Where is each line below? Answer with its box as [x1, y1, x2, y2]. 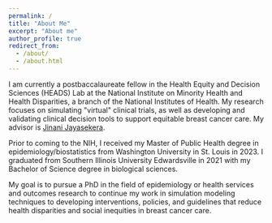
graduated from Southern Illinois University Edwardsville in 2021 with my [8, 155, 251, 165]
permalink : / [8, 11, 53, 20]
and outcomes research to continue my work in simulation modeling [8, 188, 235, 198]
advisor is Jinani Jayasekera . [8, 122, 106, 132]
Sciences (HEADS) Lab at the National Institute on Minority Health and [8, 88, 244, 97]
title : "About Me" [8, 19, 71, 28]
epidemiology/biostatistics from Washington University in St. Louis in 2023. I [8, 147, 264, 157]
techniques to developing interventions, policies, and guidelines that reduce [8, 196, 262, 207]
